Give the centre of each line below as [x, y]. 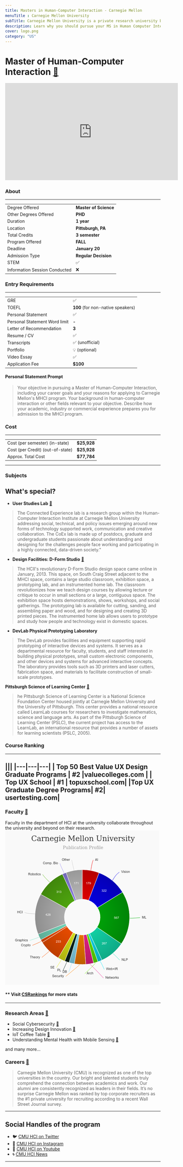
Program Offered [24, 242]
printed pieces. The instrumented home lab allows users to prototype [87, 616]
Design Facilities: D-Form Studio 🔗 [48, 559]
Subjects [16, 475]
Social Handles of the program [53, 1124]
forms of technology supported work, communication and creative [85, 529]
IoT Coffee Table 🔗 [31, 1034]
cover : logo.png [22, 31]
